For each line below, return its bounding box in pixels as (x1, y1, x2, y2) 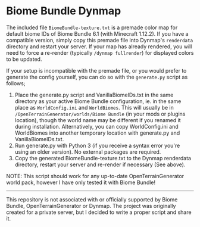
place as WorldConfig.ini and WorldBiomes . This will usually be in (14, 104, 174, 111)
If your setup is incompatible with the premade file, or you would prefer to (6, 67, 187, 74)
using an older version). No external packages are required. (14, 148, 161, 156)
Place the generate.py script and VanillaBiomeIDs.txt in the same (14, 91, 174, 98)
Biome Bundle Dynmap (6, 4, 121, 18)
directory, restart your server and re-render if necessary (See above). (14, 161, 186, 168)
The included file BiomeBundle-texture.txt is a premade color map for (6, 24, 178, 31)
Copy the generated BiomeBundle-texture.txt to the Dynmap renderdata (14, 154, 192, 161)
